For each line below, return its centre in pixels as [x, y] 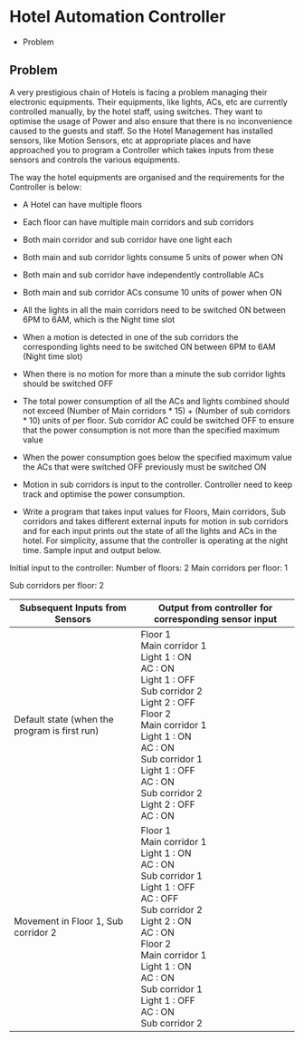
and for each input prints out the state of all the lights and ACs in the [150, 530]
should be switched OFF [68, 384]
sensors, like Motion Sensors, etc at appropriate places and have [130, 140]
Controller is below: [46, 187]
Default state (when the [64, 719]
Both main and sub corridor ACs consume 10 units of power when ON [152, 292]
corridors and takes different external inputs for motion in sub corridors [155, 521]
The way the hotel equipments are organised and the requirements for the [147, 177]
